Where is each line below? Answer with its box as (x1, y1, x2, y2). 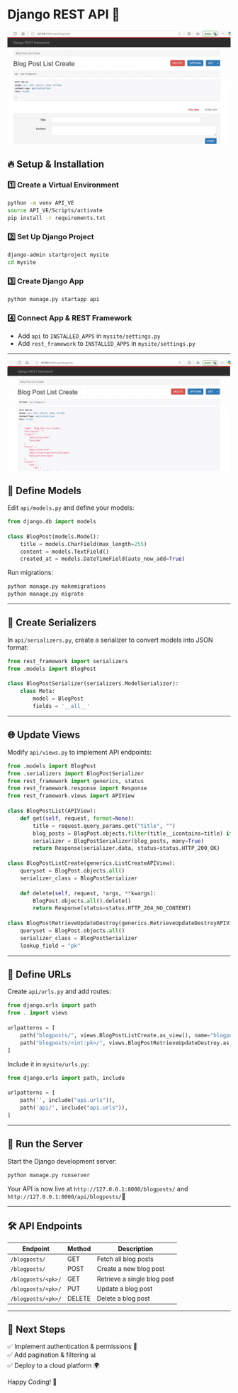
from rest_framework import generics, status (7, 777, 144, 785)
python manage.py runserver (7, 1171, 91, 1179)
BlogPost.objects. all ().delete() (33, 897, 132, 905)
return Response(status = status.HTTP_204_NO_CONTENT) (33, 905, 192, 912)
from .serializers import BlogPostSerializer (7, 770, 144, 777)
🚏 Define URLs (7, 968, 72, 980)
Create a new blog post (96, 1264, 165, 1273)
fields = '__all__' (33, 703, 91, 710)
